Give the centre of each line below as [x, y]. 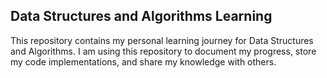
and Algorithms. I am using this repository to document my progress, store [163, 51]
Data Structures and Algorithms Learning [141, 16]
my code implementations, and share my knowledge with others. [143, 61]
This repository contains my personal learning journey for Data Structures [162, 40]
